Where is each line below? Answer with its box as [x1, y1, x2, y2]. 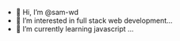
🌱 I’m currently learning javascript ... [15, 24, 134, 33]
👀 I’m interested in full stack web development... [15, 16, 173, 25]
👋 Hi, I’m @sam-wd [15, 8, 79, 17]
